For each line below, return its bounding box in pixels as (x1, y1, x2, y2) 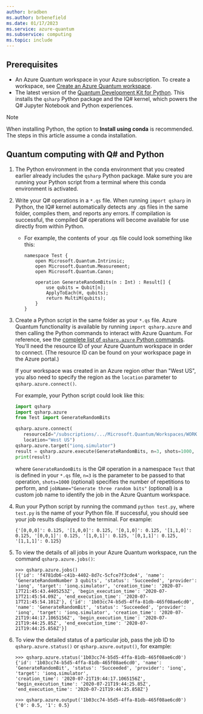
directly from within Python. (15, 223, 85, 230)
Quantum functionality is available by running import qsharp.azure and (15, 323, 192, 330)
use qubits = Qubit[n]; (45, 284, 106, 291)
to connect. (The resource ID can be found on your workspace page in (15, 348, 191, 356)
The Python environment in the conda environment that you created (15, 165, 185, 173)
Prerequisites (6, 60, 58, 70)
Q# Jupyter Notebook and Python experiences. (15, 102, 133, 109)
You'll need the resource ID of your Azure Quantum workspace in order (15, 342, 193, 350)
